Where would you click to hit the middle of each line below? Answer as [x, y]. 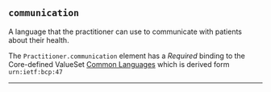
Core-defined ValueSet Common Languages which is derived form [119, 64]
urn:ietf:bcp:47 [35, 72]
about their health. [39, 40]
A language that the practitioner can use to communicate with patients [125, 31]
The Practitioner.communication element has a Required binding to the [127, 56]
